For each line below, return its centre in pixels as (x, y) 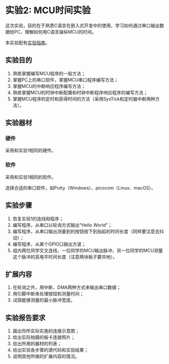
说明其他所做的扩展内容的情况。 (46, 356)
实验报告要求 (25, 317)
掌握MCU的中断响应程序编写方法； (49, 86)
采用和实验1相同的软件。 (31, 177)
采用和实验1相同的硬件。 (31, 150)
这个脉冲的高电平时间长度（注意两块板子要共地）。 (65, 257)
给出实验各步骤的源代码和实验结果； (50, 350)
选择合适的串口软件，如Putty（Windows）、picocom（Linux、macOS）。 (80, 188)
